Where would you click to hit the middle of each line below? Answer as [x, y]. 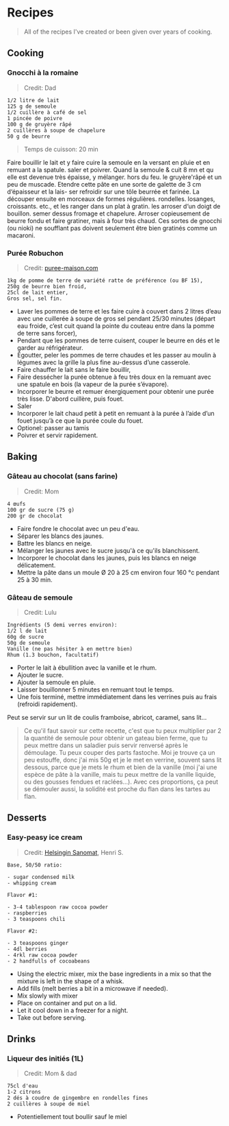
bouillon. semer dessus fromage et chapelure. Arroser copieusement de [108, 213]
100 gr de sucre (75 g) [41, 510]
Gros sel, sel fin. [35, 298]
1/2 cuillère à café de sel [47, 112]
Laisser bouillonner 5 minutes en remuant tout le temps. [95, 689]
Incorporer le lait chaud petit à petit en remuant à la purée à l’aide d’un [116, 413]
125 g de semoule [32, 106]
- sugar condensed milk [41, 877]
